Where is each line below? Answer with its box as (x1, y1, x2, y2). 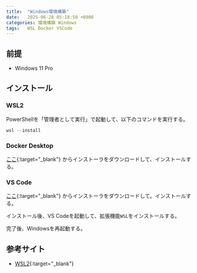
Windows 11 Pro (14, 65, 53, 72)
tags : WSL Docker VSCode (6, 25, 73, 31)
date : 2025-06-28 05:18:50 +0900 (6, 14, 94, 20)
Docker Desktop (6, 142, 54, 150)
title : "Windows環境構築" (6, 8, 69, 15)
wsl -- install (6, 127, 41, 133)
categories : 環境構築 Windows (6, 20, 77, 25)
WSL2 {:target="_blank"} (14, 260, 74, 267)
